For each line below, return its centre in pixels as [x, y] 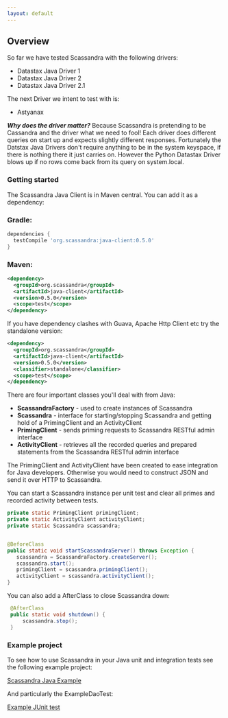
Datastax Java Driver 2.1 [51, 86]
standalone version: [35, 331]
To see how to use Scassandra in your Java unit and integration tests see [110, 660]
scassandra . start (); [46, 564]
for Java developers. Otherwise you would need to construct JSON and [108, 473]
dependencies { [29, 234]
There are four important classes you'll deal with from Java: [91, 395]
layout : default [30, 13]
